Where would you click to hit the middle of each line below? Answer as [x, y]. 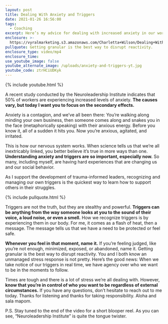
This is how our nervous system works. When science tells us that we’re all [82, 146]
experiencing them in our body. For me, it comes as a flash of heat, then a [81, 223]
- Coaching [21, 29]
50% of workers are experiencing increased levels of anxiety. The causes [81, 100]
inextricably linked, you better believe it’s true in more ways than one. [76, 151]
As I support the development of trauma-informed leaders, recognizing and [83, 177]
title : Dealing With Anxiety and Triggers [50, 15]
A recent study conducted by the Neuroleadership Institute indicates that [80, 94]
